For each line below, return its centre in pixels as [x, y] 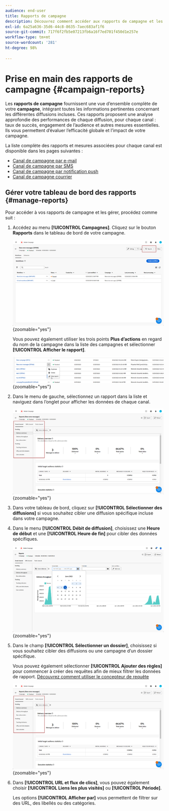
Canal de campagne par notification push [55, 171]
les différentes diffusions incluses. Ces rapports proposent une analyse [79, 114]
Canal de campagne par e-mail [45, 160]
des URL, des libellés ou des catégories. [54, 803]
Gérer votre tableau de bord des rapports [71, 192]
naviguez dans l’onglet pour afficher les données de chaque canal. [81, 401]
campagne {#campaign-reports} [75, 90]
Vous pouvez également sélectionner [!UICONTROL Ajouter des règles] [87, 666]
